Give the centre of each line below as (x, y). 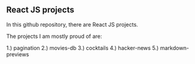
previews (18, 54)
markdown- (175, 48)
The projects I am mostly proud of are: (54, 36)
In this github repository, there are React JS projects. (72, 24)
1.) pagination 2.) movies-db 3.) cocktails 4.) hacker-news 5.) (83, 48)
